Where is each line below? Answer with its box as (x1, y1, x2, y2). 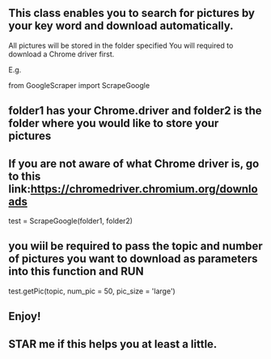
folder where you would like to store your (8, 116, 219, 130)
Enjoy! (8, 310, 41, 323)
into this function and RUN (8, 264, 144, 278)
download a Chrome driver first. (8, 49, 115, 59)
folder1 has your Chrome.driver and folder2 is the (8, 104, 262, 118)
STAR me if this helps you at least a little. (8, 337, 218, 351)
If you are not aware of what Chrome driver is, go (8, 157, 260, 171)
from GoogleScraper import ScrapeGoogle (8, 80, 150, 90)
